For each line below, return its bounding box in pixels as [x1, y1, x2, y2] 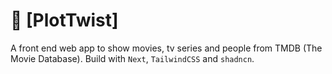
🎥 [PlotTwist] [10, 9, 119, 32]
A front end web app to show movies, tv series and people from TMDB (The [10, 42, 323, 54]
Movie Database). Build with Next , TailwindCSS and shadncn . [10, 52, 255, 64]
